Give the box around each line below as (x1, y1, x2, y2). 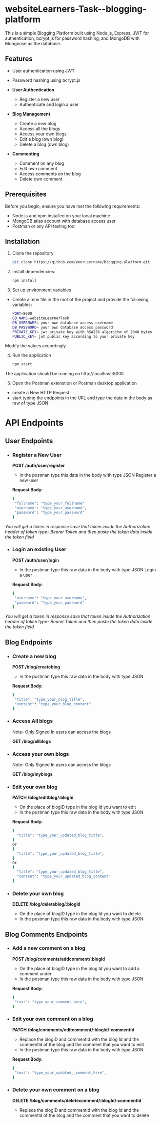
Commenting (12, 151, 40, 156)
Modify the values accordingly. (5, 343, 67, 349)
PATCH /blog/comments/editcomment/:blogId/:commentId (12, 1026, 135, 1033)
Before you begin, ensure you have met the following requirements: (5, 203, 141, 209)
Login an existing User (12, 546, 67, 553)
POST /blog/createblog (12, 664, 60, 670)
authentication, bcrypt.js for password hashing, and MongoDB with (5, 35, 140, 41)
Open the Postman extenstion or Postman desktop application (12, 380, 137, 386)
